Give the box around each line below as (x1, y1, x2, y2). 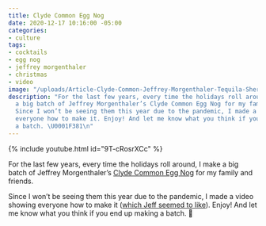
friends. (8, 176, 34, 186)
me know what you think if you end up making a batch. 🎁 (8, 208, 194, 218)
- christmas (8, 71, 47, 79)
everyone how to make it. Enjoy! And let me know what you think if (15, 115, 246, 123)
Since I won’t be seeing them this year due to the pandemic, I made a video (8, 191, 254, 201)
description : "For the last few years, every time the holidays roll (8, 93, 243, 101)
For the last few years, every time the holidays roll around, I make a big (8, 159, 239, 169)
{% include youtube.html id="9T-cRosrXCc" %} (8, 144, 163, 153)
